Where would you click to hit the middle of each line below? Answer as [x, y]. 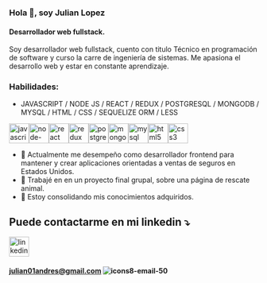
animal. [32, 188]
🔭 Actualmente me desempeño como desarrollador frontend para [127, 155]
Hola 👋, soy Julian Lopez [57, 13]
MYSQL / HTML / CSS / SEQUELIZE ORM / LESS [99, 112]
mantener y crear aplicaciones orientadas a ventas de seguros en [128, 163]
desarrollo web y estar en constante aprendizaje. [89, 66]
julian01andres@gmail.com [55, 270]
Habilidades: [34, 87]
